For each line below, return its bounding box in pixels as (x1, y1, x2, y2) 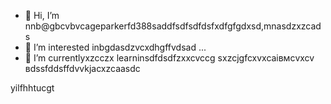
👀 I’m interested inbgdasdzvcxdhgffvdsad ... (24, 41, 207, 53)
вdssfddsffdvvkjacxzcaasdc (24, 63, 141, 74)
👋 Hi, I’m (24, 10, 60, 21)
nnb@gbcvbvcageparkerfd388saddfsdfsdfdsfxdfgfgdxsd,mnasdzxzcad (24, 20, 322, 32)
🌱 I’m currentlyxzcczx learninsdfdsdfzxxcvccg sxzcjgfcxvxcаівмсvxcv (24, 52, 315, 64)
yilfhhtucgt (10, 82, 55, 94)
